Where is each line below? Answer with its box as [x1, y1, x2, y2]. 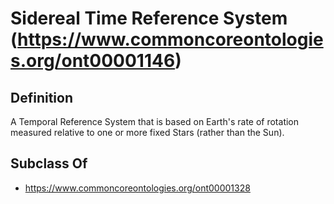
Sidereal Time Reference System [10, 7, 288, 30]
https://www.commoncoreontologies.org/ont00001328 [24, 182, 251, 194]
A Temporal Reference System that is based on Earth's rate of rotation [10, 116, 300, 127]
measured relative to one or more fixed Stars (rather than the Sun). [10, 127, 285, 138]
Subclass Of [10, 155, 88, 172]
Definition [10, 89, 73, 106]
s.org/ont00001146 [10, 50, 176, 72]
